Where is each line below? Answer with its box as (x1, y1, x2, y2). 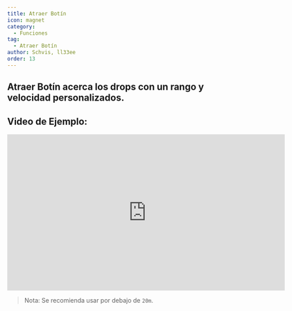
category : (7, 23, 36, 30)
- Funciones (13, 29, 49, 37)
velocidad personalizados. (7, 92, 125, 104)
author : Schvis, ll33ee (7, 49, 76, 56)
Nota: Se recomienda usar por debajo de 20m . (24, 296, 154, 304)
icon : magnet (7, 17, 45, 24)
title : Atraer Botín (7, 10, 67, 17)
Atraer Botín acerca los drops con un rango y (7, 81, 205, 93)
